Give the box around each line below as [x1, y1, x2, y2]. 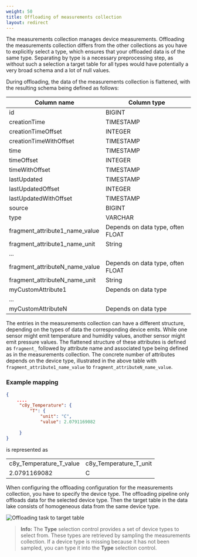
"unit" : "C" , [40, 413, 72, 419]
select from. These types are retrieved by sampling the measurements [20, 532, 191, 539]
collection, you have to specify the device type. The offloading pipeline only [6, 490, 189, 497]
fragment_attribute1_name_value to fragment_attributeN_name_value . [6, 363, 173, 371]
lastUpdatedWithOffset [9, 195, 72, 203]
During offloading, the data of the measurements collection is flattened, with [6, 78, 191, 85]
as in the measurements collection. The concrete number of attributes [6, 351, 175, 358]
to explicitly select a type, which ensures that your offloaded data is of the [6, 48, 185, 55]
